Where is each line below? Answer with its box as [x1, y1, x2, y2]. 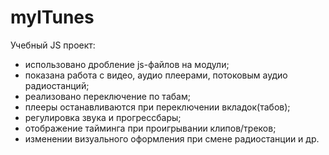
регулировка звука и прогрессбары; [24, 111, 182, 123]
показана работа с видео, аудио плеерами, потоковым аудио [24, 69, 288, 81]
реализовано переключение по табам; [24, 90, 191, 102]
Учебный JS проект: [10, 39, 96, 51]
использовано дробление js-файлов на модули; [24, 58, 230, 70]
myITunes [10, 6, 95, 29]
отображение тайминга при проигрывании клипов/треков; [24, 122, 277, 134]
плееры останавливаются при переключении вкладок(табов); [24, 101, 291, 113]
